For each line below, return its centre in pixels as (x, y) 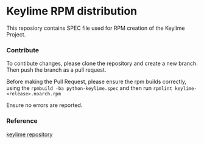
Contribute (23, 50)
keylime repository (30, 134)
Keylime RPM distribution (72, 11)
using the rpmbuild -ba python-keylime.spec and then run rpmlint (89, 88)
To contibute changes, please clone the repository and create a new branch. (102, 63)
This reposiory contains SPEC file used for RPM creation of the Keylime (96, 28)
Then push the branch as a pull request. (56, 70)
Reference (22, 121)
